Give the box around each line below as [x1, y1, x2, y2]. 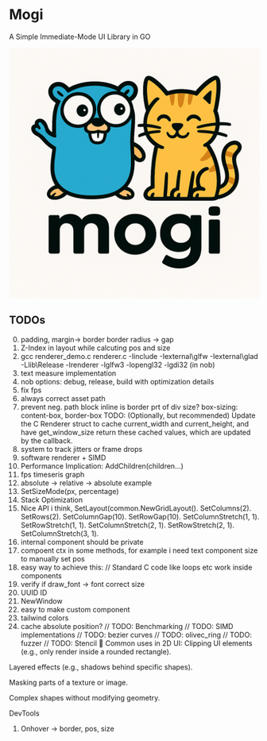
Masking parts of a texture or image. [9, 677, 129, 687]
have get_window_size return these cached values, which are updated [20, 427, 251, 437]
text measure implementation [20, 368, 117, 378]
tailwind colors [20, 613, 69, 623]
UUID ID [20, 588, 48, 597]
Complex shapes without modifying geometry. [9, 693, 161, 702]
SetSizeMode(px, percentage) [20, 486, 119, 496]
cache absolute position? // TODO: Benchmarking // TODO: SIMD [20, 621, 234, 631]
